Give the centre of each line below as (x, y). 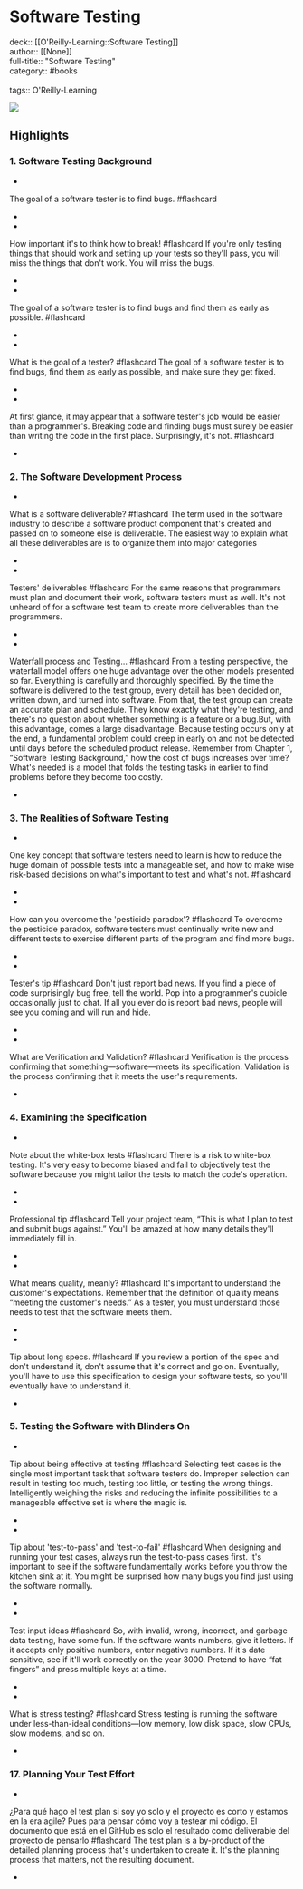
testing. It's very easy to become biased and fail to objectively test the (140, 1164)
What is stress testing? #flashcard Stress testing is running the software (143, 1714)
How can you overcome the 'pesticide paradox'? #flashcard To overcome (146, 920)
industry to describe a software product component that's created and (141, 523)
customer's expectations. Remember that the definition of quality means (144, 1292)
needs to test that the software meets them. (91, 1311)
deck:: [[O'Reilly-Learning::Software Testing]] (94, 42)
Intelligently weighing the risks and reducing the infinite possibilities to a (143, 1493)
